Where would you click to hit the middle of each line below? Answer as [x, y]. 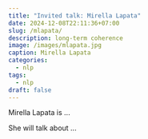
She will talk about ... [43, 128]
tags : [17, 75]
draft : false [30, 90]
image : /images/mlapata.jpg [55, 46]
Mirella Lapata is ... [39, 113]
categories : [28, 61]
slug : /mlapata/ [35, 30]
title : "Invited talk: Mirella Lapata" [75, 16]
